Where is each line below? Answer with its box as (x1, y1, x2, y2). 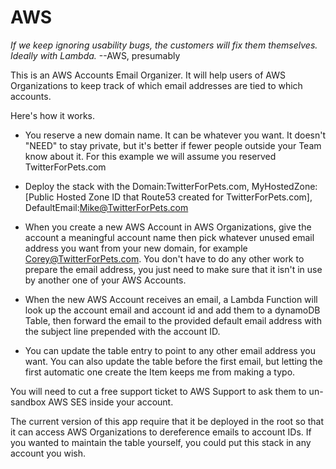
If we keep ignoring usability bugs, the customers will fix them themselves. (10, 39, 318, 51)
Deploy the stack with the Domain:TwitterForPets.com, (24, 180, 250, 192)
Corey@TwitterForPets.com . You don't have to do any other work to (24, 252, 305, 265)
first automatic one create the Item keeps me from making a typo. (24, 366, 296, 378)
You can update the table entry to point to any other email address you (24, 344, 316, 356)
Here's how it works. (10, 109, 96, 121)
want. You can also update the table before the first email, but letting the (24, 355, 323, 367)
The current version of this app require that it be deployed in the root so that (10, 415, 325, 427)
